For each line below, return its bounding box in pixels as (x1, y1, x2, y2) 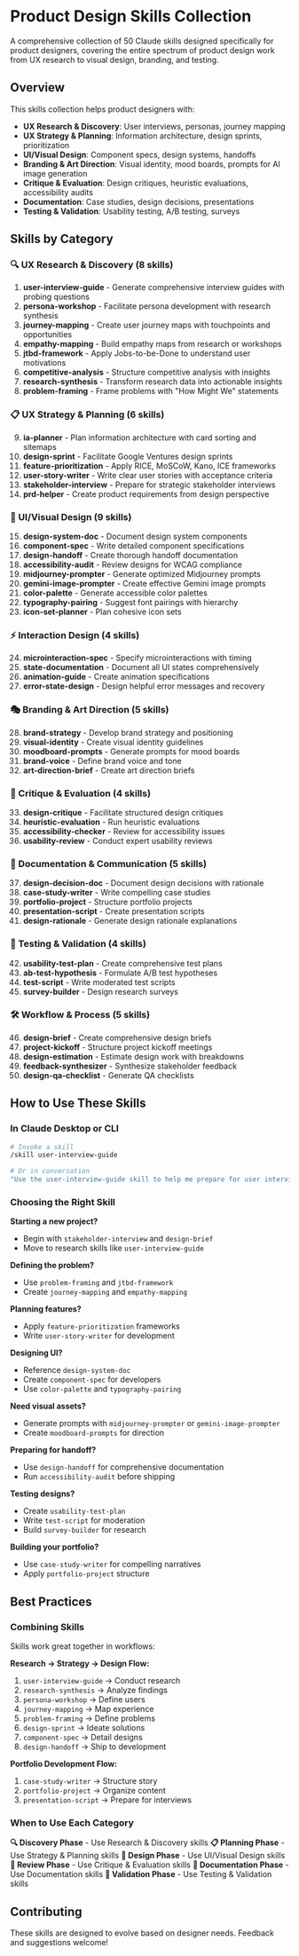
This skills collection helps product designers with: (10, 104, 195, 114)
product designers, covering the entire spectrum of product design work (10, 44, 275, 55)
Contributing (10, 1904, 83, 1919)
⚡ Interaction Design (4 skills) (10, 628, 140, 641)
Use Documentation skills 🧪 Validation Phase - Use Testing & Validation (10, 1869, 272, 1880)
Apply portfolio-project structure (22, 1568, 150, 1579)
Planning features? (10, 1304, 83, 1314)
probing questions (22, 291, 90, 303)
